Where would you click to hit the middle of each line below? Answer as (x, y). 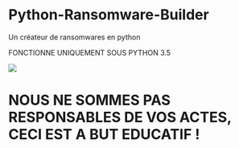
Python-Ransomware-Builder (109, 15)
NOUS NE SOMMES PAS (90, 100)
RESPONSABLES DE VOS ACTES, (120, 117)
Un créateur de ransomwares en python (74, 37)
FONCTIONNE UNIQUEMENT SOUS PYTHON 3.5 (90, 52)
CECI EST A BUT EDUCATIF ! (104, 135)
